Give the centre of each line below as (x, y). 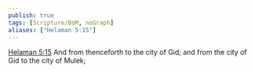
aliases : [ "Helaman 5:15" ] (52, 30)
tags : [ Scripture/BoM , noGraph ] (61, 23)
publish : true (31, 15)
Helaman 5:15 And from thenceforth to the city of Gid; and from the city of (127, 53)
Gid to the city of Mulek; (47, 60)
